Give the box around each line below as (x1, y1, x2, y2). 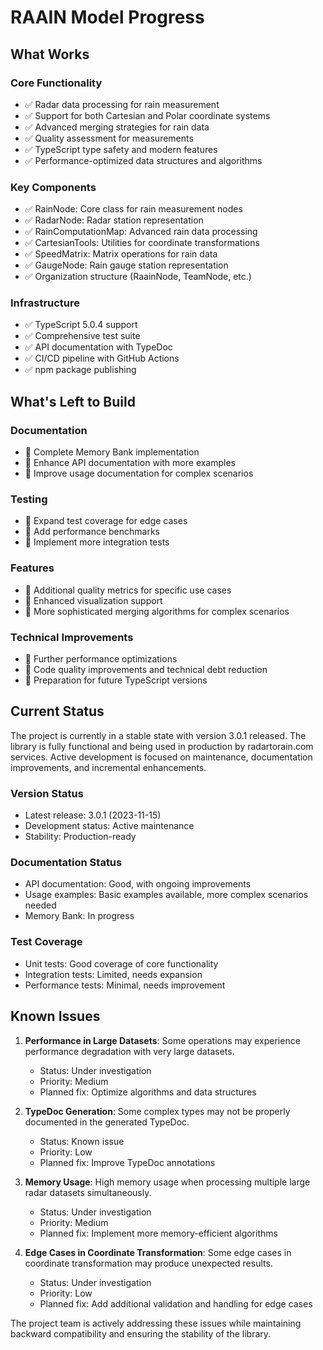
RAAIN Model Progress (10, 6, 205, 29)
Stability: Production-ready (24, 831, 137, 843)
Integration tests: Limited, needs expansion (24, 968, 203, 980)
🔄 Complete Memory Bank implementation (24, 446, 200, 458)
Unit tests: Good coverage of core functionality (24, 957, 219, 970)
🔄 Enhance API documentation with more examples (24, 457, 237, 469)
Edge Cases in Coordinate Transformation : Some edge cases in (24, 1246, 292, 1258)
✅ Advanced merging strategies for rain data (24, 121, 210, 133)
